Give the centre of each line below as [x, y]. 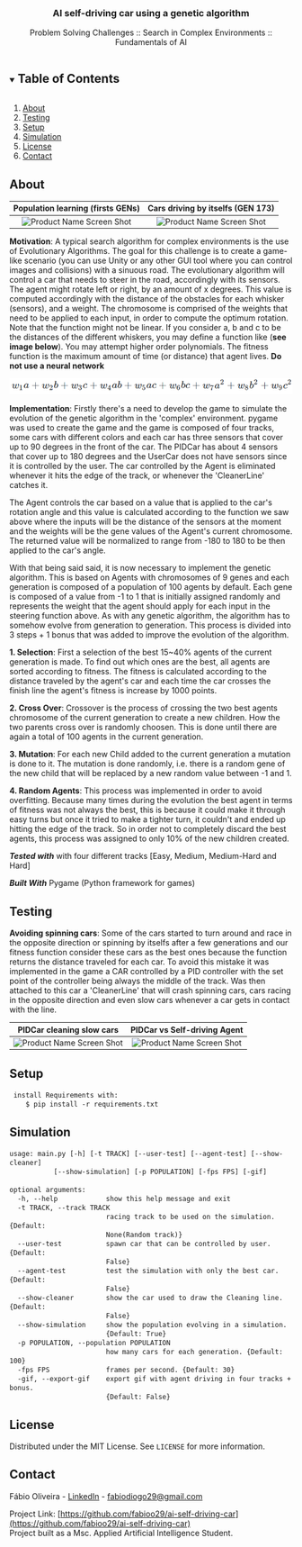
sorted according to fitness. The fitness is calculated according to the [138, 672]
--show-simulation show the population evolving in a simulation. [152, 1325]
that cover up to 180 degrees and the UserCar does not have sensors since [148, 457]
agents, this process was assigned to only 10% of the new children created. [149, 838]
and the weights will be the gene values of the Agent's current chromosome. [151, 531]
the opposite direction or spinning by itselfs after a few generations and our [149, 943]
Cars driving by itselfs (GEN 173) [211, 208]
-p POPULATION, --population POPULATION [94, 1343]
